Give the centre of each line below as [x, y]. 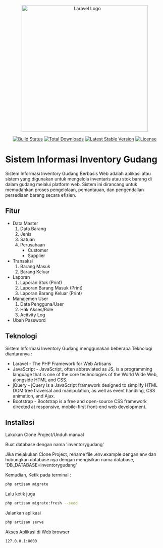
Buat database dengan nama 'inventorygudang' [55, 445]
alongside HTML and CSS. [40, 380]
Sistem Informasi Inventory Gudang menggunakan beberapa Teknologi [79, 348]
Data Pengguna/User [42, 304]
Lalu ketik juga [20, 494]
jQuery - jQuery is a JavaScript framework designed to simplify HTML [85, 385]
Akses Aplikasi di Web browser [37, 532]
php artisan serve [24, 522]
